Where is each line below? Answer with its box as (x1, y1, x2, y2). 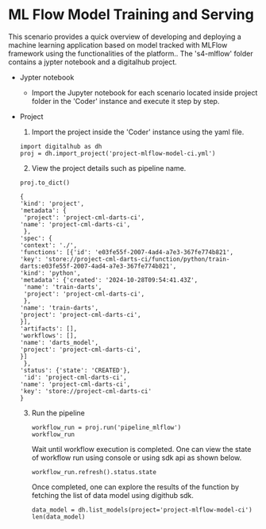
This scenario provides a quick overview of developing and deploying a (8, 32, 242, 41)
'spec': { (19, 234, 53, 242)
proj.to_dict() (19, 179, 71, 187)
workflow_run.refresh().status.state (31, 468, 157, 476)
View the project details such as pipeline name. (31, 163, 187, 172)
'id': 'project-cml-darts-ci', (23, 373, 127, 381)
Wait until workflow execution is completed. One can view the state (31, 444, 252, 454)
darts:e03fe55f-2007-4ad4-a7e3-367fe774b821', (19, 262, 177, 270)
